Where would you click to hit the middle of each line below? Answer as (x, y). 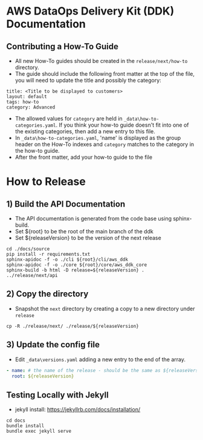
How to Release (46, 182)
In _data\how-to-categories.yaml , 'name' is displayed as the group (98, 138)
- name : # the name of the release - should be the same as (84, 370)
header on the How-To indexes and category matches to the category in (105, 144)
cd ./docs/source (28, 249)
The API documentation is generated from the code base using (93, 218)
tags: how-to (23, 102)
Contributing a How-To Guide (63, 46)
